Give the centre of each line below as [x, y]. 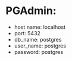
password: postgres [39, 52]
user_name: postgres [40, 46]
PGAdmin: [31, 11]
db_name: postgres [38, 39]
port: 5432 [27, 33]
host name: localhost [40, 27]
